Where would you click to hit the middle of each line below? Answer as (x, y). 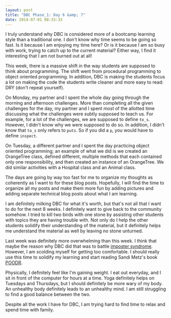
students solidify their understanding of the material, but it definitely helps (83, 226)
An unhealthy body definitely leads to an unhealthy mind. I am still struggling (86, 289)
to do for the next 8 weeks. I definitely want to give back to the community (83, 209)
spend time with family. (30, 310)
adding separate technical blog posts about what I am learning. (71, 194)
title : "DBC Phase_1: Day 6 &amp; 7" (45, 15)
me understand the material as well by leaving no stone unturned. (74, 231)
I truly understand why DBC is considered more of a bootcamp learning (80, 34)
